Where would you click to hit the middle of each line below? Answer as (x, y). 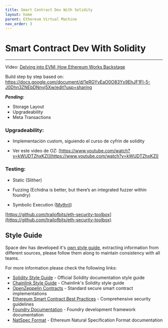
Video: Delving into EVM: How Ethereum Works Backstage (65, 67)
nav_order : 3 (19, 24)
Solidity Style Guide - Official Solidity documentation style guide (78, 277)
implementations (29, 293)
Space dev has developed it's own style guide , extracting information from (82, 247)
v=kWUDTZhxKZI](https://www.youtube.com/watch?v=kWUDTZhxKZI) (85, 156)
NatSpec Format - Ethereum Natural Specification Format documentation (87, 320)
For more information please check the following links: (61, 267)
